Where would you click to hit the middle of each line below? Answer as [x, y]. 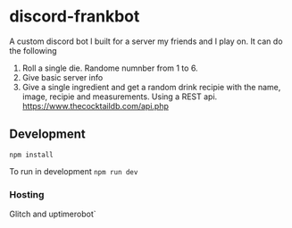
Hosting [27, 194]
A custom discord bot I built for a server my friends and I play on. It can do [146, 41]
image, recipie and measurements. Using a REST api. [120, 97]
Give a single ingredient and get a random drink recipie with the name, [151, 87]
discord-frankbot [75, 17]
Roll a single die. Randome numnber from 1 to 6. [110, 68]
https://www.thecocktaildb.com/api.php [96, 106]
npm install [31, 155]
